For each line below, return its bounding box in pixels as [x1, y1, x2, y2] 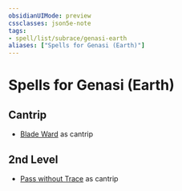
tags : [8, 26, 26, 35]
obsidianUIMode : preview [8, 11, 91, 20]
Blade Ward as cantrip [19, 129, 94, 139]
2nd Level [8, 152, 59, 166]
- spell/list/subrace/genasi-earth [8, 34, 127, 43]
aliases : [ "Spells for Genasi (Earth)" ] [8, 42, 146, 50]
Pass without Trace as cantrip [19, 173, 119, 183]
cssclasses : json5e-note [8, 19, 91, 27]
